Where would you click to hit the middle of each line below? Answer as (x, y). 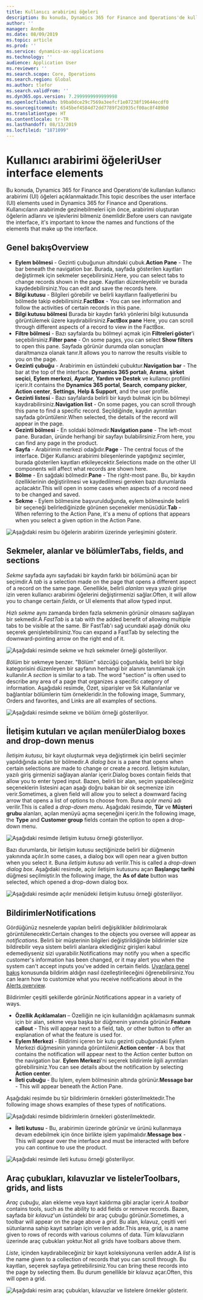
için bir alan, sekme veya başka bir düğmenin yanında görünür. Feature (103, 1022)
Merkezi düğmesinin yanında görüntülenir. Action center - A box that (100, 1048)
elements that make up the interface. (52, 229)
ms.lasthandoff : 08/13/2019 (42, 125)
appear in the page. (40, 423)
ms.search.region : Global (39, 79)
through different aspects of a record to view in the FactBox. (90, 327)
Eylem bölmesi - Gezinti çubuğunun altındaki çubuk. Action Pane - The (103, 262)
